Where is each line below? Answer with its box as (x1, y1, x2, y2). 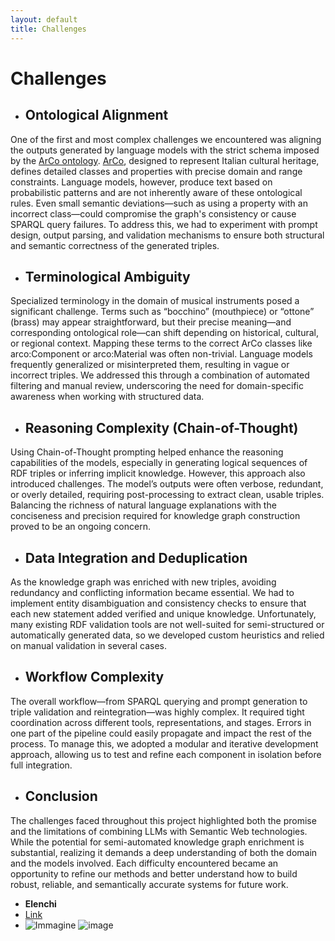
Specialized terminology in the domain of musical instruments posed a (10, 295, 300, 307)
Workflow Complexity (24, 669, 165, 686)
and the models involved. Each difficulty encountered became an (10, 857, 279, 869)
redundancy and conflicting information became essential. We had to (10, 586, 295, 598)
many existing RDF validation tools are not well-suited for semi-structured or (10, 618, 325, 630)
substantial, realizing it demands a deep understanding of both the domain (10, 846, 318, 858)
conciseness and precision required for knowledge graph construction (10, 510, 301, 522)
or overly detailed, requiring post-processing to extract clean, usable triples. (10, 489, 325, 501)
